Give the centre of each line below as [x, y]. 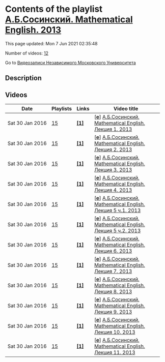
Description [23, 78]
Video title [126, 109]
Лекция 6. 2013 [113, 251]
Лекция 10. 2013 [115, 332]
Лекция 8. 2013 [113, 292]
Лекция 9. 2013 [113, 312]
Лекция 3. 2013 [113, 170]
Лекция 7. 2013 [113, 271]
